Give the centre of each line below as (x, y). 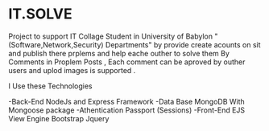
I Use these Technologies (50, 86)
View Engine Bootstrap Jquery (59, 118)
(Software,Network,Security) (56, 44)
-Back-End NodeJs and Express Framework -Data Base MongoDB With (127, 101)
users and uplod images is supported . (72, 70)
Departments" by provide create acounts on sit (183, 44)
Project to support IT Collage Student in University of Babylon (111, 36)
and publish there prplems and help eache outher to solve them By (119, 53)
